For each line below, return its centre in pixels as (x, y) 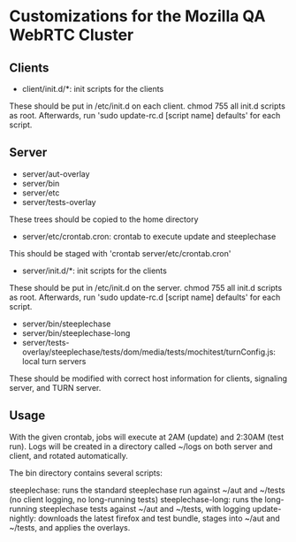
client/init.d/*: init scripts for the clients (93, 89)
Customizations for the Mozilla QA (137, 16)
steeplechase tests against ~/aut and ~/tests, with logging (145, 508)
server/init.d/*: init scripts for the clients (95, 271)
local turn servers (54, 361)
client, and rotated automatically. (68, 455)
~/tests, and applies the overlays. (70, 527)
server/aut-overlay (56, 173)
